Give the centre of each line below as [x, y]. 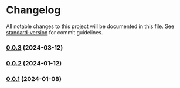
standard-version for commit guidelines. [55, 32]
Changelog [33, 10]
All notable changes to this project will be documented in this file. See [90, 26]
